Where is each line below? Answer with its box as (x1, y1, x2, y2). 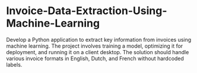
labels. (6, 61, 23, 68)
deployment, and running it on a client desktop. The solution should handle (6, 48, 189, 55)
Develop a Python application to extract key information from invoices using (6, 36, 192, 43)
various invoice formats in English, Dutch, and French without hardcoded (6, 55, 184, 62)
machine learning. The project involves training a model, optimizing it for (6, 42, 183, 49)
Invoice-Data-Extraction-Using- (6, 4, 167, 18)
